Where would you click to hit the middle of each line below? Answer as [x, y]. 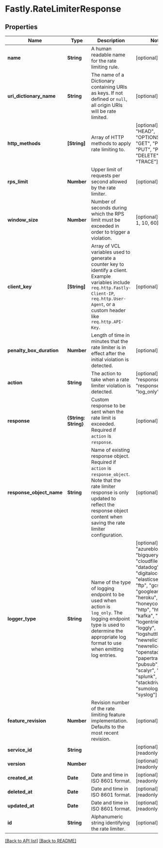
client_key [20, 287]
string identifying [111, 823]
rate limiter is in [109, 347]
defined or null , [109, 99]
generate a [104, 258]
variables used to [111, 252]
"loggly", [146, 628]
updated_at [21, 806]
